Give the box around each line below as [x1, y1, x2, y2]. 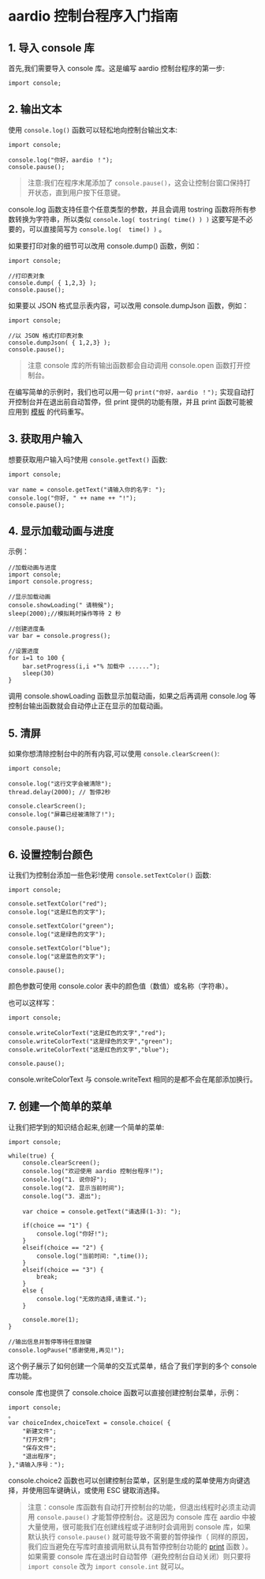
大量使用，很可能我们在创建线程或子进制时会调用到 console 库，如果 [27, 1521, 251, 1532]
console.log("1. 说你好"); [22, 1176, 108, 1183]
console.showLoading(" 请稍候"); [8, 602, 114, 609]
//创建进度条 [8, 625, 45, 633]
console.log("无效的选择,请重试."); [36, 1295, 147, 1303]
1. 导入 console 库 [8, 41, 95, 54]
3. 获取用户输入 [8, 432, 83, 446]
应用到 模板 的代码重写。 [8, 407, 88, 416]
